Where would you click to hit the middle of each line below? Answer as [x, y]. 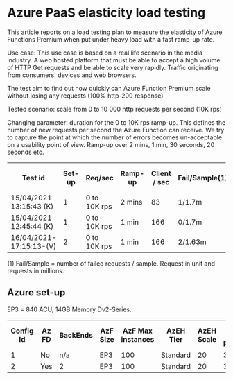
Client [161, 173]
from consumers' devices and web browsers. [72, 75]
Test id [33, 178]
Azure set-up [36, 293]
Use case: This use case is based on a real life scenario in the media [105, 53]
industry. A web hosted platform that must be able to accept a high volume [114, 60]
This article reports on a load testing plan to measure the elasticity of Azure [115, 32]
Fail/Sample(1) [203, 178]
